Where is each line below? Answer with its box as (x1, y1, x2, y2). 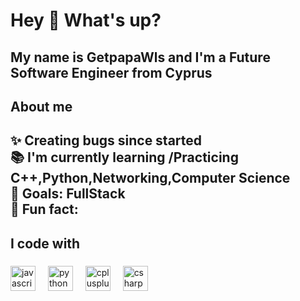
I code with (10, 235, 81, 252)
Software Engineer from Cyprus (10, 64, 213, 81)
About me (10, 98, 73, 115)
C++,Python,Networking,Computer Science (10, 170, 291, 187)
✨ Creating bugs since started (10, 132, 203, 149)
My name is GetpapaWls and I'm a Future (10, 49, 271, 66)
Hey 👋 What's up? (10, 9, 162, 32)
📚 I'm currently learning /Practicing (10, 149, 239, 166)
